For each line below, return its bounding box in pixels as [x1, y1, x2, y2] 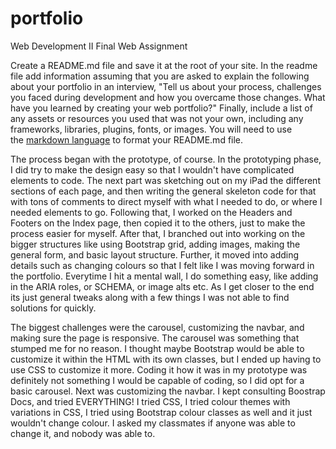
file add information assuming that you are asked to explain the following [10, 70, 310, 82]
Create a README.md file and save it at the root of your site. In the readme [10, 59, 318, 71]
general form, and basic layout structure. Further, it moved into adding [10, 248, 300, 261]
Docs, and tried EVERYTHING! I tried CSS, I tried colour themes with [10, 395, 291, 407]
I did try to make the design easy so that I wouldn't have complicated [10, 163, 295, 176]
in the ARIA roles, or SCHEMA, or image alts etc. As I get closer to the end [10, 280, 315, 292]
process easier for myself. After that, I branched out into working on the [10, 227, 306, 239]
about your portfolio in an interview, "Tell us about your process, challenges [10, 80, 322, 92]
